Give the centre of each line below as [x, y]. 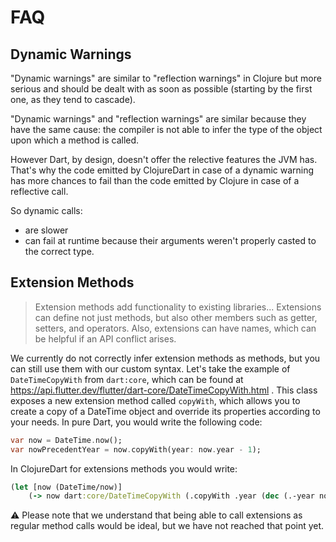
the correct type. [59, 251]
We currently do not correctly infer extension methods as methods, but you [165, 358]
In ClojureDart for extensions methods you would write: [124, 468]
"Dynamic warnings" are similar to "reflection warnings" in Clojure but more [166, 78]
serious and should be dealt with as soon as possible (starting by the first [161, 89]
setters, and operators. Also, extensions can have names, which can [175, 328]
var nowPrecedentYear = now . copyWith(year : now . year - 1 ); [136, 449]
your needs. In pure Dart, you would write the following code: [136, 422]
